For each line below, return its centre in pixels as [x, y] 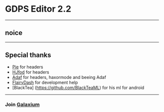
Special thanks [28, 55]
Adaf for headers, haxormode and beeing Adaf [59, 77]
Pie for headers [28, 67]
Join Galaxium [22, 105]
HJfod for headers [31, 72]
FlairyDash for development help [45, 82]
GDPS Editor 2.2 [38, 9]
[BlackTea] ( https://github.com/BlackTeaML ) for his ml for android [78, 87]
